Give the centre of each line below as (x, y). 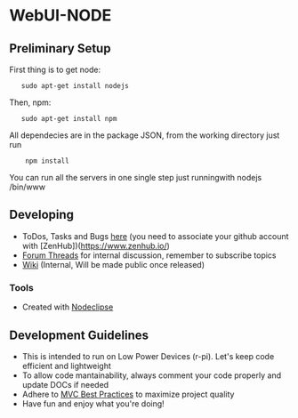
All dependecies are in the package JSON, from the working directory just (145, 135)
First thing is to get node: (55, 69)
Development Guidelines (79, 335)
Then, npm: (30, 102)
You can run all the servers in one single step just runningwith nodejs (136, 177)
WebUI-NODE (60, 16)
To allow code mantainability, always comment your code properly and (152, 375)
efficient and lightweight (66, 366)
